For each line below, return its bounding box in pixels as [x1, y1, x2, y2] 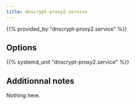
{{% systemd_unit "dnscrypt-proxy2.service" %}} [6, 58, 130, 66]
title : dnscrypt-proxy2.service [6, 8, 87, 15]
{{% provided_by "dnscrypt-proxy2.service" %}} [6, 25, 128, 32]
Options [6, 43, 37, 53]
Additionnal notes [6, 76, 75, 86]
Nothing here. [6, 92, 40, 99]
